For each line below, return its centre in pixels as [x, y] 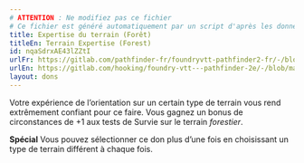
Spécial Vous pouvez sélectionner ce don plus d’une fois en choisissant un [149, 139]
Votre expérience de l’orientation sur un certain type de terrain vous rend [145, 102]
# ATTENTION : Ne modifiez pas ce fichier [90, 18]
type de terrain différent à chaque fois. [81, 149]
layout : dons [34, 77]
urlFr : [22, 60]
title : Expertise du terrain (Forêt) [81, 34]
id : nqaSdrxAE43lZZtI [50, 52]
